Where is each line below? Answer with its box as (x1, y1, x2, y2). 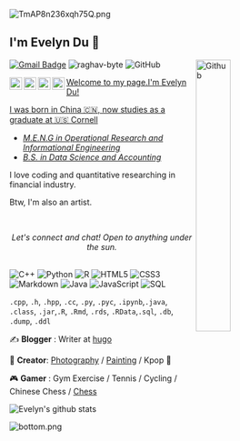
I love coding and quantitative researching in (9, 169, 175, 180)
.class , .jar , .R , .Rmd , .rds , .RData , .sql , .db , (9, 306, 175, 316)
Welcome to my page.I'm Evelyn (66, 76, 187, 87)
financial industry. (9, 178, 76, 190)
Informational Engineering (22, 142, 121, 153)
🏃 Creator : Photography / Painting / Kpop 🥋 (9, 355, 172, 366)
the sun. (85, 241, 117, 252)
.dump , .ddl (9, 315, 52, 326)
